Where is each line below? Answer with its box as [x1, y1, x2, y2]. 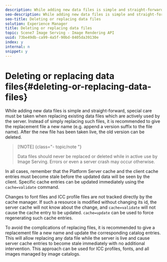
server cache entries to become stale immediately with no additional [5, 241, 145, 247]
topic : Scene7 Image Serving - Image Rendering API [5, 30, 114, 35]
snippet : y [5, 49, 28, 54]
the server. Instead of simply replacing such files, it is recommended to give [5, 118, 161, 124]
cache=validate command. [5, 184, 60, 190]
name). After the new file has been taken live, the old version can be [5, 129, 145, 135]
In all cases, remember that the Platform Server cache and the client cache [5, 169, 159, 175]
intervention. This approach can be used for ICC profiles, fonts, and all [5, 246, 149, 252]
